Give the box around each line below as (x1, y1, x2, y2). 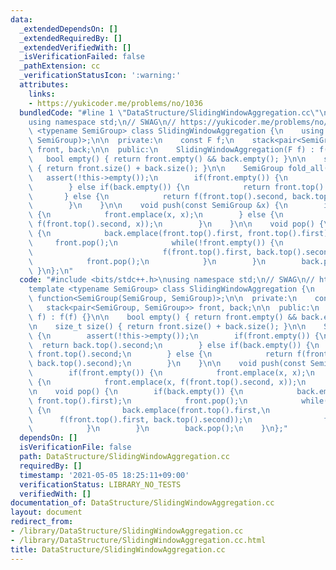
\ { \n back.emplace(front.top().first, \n (28, 405, 271, 415)
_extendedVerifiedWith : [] (19, 42, 132, 53)
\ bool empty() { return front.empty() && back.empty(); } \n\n (28, 154, 307, 164)
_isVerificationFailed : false (19, 52, 145, 62)
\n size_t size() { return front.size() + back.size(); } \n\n (28, 321, 307, 331)
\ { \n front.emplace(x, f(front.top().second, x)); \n (28, 377, 307, 387)
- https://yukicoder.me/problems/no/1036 (28, 98, 203, 108)
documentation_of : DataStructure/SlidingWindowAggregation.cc (10, 498, 275, 508)
